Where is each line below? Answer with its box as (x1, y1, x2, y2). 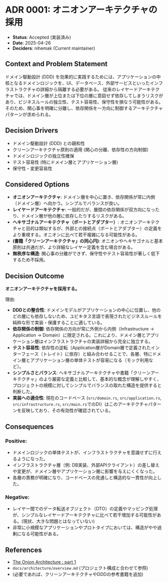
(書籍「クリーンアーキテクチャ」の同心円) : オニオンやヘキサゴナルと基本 (12, 238, 163, 244)
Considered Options (5, 180, 69, 188)
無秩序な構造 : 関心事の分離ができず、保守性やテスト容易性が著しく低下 (12, 251, 160, 257)
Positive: (5, 437, 28, 444)
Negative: (5, 494, 30, 501)
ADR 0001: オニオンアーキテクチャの (5, 4, 157, 16)
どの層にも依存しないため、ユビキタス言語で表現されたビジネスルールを (12, 313, 162, 319)
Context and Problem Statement (5, 60, 108, 68)
